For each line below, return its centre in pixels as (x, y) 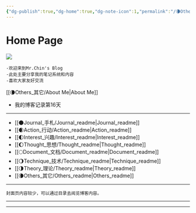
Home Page (34, 40)
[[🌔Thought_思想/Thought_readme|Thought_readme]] (80, 145)
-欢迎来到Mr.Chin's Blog (34, 68)
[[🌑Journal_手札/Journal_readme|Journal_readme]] (77, 122)
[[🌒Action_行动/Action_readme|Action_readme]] (73, 130)
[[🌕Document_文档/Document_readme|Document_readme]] (87, 152)
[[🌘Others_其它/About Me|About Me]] (52, 92)
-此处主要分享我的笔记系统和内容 (40, 74)
